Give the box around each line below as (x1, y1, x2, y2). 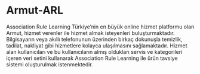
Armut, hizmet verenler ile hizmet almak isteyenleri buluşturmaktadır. (6, 29, 175, 36)
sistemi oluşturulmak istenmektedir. (6, 60, 94, 68)
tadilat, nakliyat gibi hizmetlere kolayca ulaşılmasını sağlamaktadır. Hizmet (6, 42, 187, 49)
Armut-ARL (6, 4, 64, 17)
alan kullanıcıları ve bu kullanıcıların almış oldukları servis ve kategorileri (6, 48, 183, 55)
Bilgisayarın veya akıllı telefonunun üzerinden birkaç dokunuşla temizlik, (6, 36, 183, 43)
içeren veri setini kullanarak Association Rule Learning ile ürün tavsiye (6, 54, 178, 62)
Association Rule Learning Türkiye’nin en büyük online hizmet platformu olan (6, 23, 195, 30)
